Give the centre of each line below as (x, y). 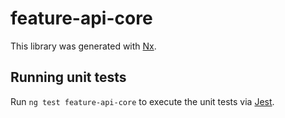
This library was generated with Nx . (83, 46)
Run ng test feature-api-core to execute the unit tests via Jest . (142, 101)
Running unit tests (68, 77)
